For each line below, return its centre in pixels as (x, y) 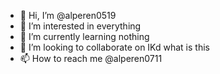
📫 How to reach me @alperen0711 (91, 58)
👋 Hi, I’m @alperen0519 (68, 15)
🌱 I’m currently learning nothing (84, 36)
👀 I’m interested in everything (80, 26)
